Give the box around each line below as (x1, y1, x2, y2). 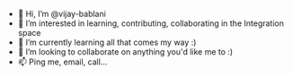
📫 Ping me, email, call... (17, 56, 108, 67)
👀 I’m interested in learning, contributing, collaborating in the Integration (17, 18, 285, 29)
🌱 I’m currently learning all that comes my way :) (17, 37, 197, 47)
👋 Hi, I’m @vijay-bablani (17, 9, 106, 19)
